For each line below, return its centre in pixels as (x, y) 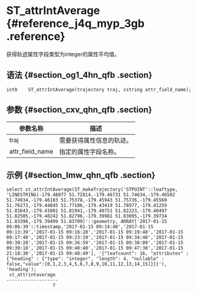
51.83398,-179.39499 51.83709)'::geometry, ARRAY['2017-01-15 (87, 222)
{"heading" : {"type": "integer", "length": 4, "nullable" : (85, 259)
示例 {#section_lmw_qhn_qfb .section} (81, 175)
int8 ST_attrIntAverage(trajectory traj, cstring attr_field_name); (99, 90)
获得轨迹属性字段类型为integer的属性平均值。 (63, 54)
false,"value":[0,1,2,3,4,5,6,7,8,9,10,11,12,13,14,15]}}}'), (87, 264)
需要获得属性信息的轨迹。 (96, 140)
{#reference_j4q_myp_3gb (75, 23)
